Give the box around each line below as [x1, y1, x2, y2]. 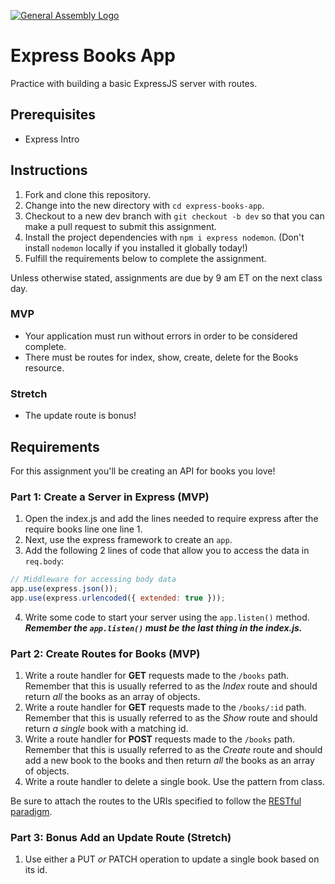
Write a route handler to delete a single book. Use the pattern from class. [24, 776, 325, 788]
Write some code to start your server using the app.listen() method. [24, 611, 310, 623]
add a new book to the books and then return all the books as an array [24, 755, 315, 767]
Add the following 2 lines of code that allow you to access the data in [24, 545, 310, 557]
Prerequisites [10, 106, 96, 124]
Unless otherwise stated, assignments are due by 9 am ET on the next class [10, 271, 323, 284]
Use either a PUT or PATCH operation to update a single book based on [24, 853, 320, 865]
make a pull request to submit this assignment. [24, 220, 217, 232]
